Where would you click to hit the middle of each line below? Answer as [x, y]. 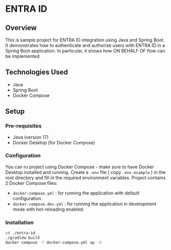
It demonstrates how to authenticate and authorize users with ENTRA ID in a [85, 45]
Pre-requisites [23, 126]
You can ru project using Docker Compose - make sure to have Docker [80, 167]
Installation [20, 222]
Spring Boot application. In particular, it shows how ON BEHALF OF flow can [85, 51]
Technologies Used [36, 72]
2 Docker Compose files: [31, 183]
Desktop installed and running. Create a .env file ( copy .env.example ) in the [86, 172]
